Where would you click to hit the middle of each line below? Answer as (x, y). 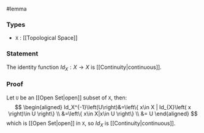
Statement (22, 54)
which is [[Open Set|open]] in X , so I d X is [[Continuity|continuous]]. (91, 124)
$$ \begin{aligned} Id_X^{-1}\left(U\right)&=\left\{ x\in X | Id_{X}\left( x (103, 107)
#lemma (17, 9)
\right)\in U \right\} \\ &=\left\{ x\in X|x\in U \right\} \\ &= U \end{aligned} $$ (103, 113)
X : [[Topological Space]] (46, 38)
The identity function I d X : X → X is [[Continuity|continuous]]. (84, 68)
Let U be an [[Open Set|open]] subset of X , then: (67, 98)
